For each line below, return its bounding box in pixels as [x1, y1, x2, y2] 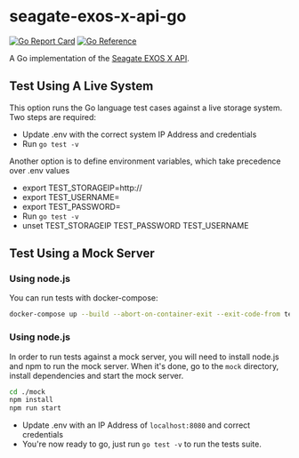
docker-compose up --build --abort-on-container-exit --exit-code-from [9, 309, 280, 319]
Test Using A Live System [9, 78, 154, 94]
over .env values [9, 165, 70, 175]
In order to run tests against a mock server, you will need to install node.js [9, 351, 279, 362]
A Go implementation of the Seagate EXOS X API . [9, 52, 190, 63]
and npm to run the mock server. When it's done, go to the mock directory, [9, 360, 279, 371]
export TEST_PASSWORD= [21, 201, 122, 212]
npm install [9, 396, 53, 405]
